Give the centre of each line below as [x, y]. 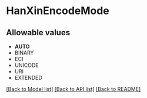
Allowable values [38, 33]
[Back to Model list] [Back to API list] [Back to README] [73, 89]
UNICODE [26, 65]
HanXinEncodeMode [58, 11]
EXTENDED [28, 78]
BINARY [24, 53]
